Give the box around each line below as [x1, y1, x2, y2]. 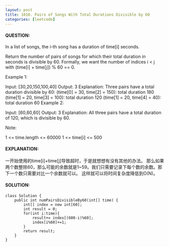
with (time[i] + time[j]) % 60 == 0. [5, 64, 76, 70]
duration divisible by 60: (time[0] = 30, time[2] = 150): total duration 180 [5, 89, 154, 95]
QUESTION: [5, 32, 30, 38]
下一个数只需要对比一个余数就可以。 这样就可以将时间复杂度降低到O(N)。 [5, 170, 158, 176]
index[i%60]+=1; [32, 220, 67, 225]
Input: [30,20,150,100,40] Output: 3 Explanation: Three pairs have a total [5, 84, 155, 90]
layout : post [5, 7, 33, 13]
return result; [23, 228, 55, 233]
